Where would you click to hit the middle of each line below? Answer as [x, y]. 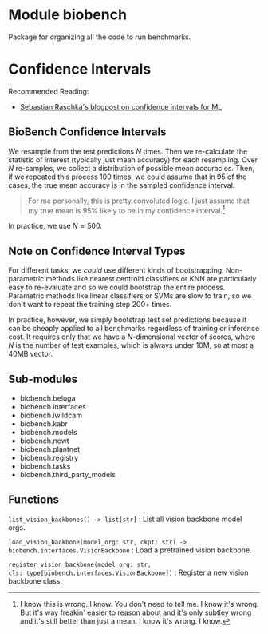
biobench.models [48, 432]
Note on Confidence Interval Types [97, 251]
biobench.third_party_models [67, 474]
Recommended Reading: [49, 91]
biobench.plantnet [50, 449]
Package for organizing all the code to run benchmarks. [100, 37]
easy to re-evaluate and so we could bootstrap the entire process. [117, 287]
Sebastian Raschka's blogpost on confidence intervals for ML [121, 106]
